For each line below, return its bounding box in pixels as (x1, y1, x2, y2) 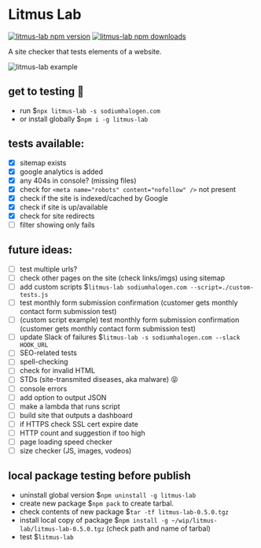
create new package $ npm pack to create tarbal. (19, 498, 175, 508)
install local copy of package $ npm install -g (19, 515, 169, 524)
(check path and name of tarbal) (105, 524, 211, 533)
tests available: (8, 137, 85, 150)
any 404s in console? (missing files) (19, 176, 137, 185)
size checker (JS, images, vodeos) (19, 446, 132, 455)
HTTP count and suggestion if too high (19, 428, 145, 438)
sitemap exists (19, 157, 67, 167)
